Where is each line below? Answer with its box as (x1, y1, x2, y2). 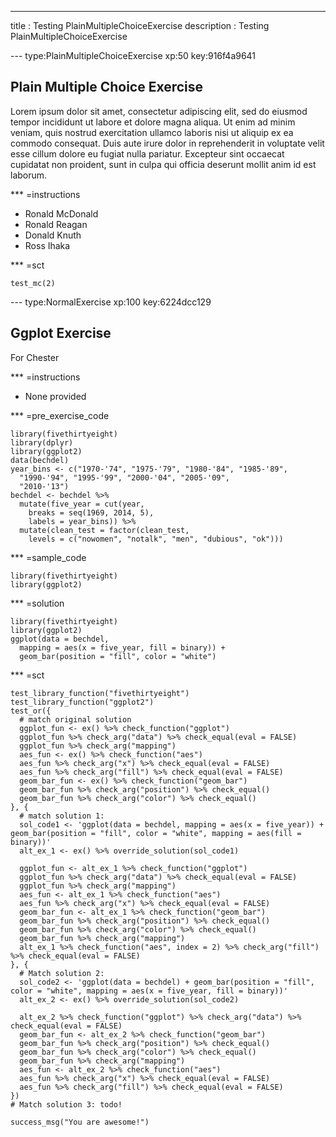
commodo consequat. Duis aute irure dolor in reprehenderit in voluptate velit (10, 137, 325, 149)
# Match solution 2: (19, 968, 105, 978)
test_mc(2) (10, 278, 56, 288)
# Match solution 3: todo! (10, 1099, 123, 1110)
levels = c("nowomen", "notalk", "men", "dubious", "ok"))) (28, 534, 284, 544)
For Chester (10, 351, 60, 363)
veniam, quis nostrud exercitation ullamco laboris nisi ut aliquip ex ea (10, 126, 294, 138)
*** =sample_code (10, 551, 87, 563)
